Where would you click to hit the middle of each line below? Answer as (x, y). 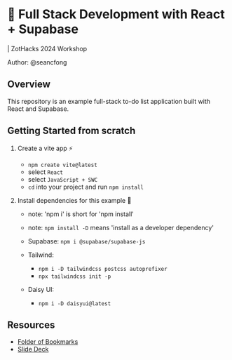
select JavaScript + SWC (63, 179)
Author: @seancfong (37, 62)
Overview (29, 85)
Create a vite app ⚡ (45, 148)
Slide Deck (33, 349)
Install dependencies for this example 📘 (74, 200)
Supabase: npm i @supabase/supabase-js (87, 241)
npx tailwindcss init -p (75, 276)
